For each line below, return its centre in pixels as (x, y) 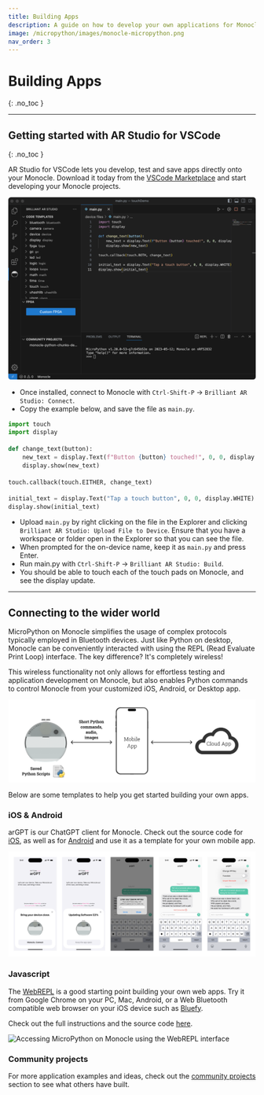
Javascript (29, 974)
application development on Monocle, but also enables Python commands (128, 680)
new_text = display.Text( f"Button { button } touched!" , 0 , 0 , (124, 457)
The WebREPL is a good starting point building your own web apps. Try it (126, 991)
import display (33, 433)
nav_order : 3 (29, 42)
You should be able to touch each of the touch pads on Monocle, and (131, 572)
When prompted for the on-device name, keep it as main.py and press (132, 547)
